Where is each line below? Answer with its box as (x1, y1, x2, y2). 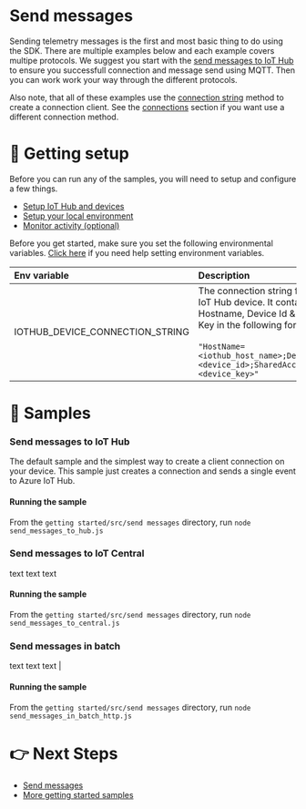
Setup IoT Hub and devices (22, 200, 125, 211)
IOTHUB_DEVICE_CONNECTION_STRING (14, 325, 189, 338)
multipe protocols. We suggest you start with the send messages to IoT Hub (9, 55, 294, 66)
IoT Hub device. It (198, 295, 273, 308)
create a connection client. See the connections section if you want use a (9, 101, 285, 112)
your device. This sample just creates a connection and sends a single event (9, 466, 296, 476)
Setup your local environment (22, 210, 134, 221)
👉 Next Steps (9, 743, 118, 763)
